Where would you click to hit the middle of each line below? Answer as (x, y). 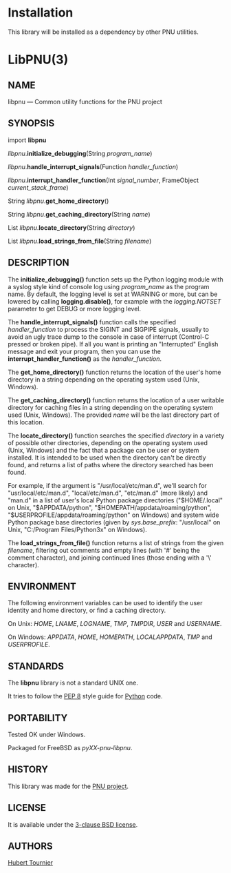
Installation (41, 13)
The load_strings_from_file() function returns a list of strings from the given (116, 542)
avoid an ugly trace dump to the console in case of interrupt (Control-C (108, 337)
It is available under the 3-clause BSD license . (73, 824)
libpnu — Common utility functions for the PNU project (85, 101)
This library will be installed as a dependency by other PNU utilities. (103, 32)
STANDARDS (36, 666)
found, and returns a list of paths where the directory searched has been (111, 464)
